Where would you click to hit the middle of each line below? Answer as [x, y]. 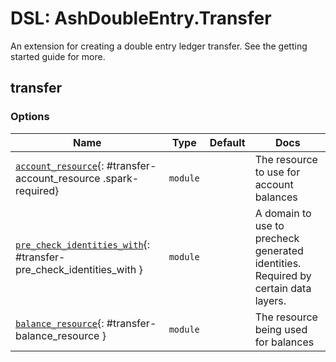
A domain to [283, 213]
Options [30, 117]
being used [281, 329]
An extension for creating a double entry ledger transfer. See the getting [159, 46]
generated [279, 250]
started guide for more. [58, 56]
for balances [284, 342]
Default [227, 142]
